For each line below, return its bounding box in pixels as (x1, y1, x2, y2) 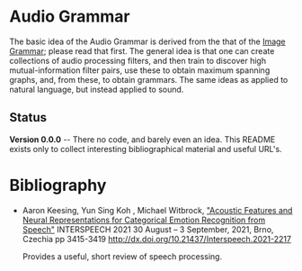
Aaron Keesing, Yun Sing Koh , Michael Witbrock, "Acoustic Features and (22, 204, 293, 215)
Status (9, 110, 48, 125)
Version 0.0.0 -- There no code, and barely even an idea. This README (9, 133, 276, 145)
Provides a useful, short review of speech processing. (22, 250, 223, 262)
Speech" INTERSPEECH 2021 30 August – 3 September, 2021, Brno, (22, 223, 274, 235)
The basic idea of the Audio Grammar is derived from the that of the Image (9, 36, 286, 47)
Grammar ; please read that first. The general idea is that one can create (9, 45, 275, 56)
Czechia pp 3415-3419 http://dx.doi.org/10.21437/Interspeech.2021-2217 (22, 233, 292, 244)
